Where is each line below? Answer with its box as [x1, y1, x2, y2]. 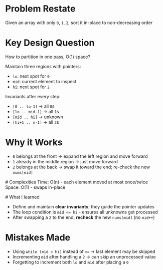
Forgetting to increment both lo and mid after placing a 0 [12, 259, 129, 265]
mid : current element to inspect [12, 78, 77, 84]
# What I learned [5, 194, 40, 200]
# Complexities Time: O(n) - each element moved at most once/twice [5, 179, 148, 185]
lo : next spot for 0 [12, 73, 50, 79]
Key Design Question [5, 37, 95, 49]
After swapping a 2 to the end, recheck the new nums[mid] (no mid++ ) [12, 214, 155, 220]
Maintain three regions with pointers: [5, 63, 81, 69]
